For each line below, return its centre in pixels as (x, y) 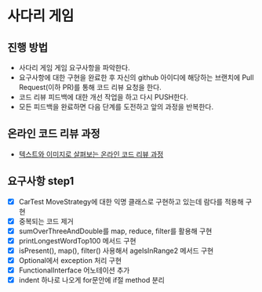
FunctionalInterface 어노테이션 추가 (74, 270)
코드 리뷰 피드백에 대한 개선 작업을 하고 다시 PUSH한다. (104, 97)
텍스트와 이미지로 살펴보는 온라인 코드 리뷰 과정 (91, 154)
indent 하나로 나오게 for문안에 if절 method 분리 (92, 280)
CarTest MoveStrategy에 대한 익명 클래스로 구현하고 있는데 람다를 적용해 (131, 201)
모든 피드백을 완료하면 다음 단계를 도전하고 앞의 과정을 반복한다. (116, 107)
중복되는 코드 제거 (46, 221)
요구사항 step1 (41, 181)
